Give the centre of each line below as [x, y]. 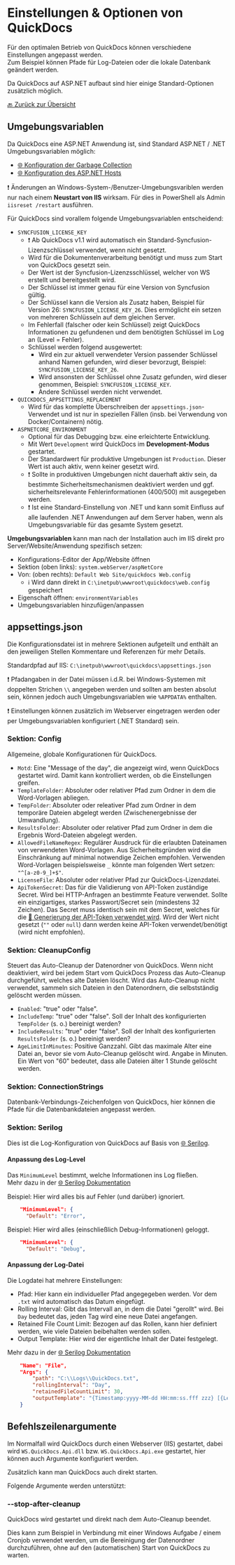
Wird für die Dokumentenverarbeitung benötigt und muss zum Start [125, 257]
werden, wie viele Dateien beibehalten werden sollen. [94, 1331]
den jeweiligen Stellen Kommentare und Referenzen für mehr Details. [107, 652]
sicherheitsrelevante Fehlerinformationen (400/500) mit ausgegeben [127, 491]
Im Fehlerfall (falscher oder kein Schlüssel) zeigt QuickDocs [114, 324]
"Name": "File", [44, 1366]
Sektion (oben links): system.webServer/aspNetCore [90, 567]
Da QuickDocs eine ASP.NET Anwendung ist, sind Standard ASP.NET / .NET [116, 144]
